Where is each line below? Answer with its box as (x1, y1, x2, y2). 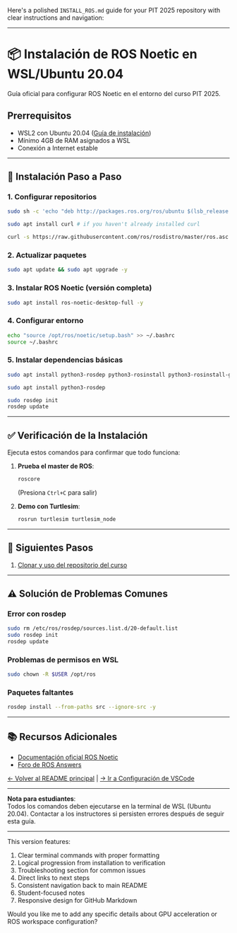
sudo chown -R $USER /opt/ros (7, 671, 97, 678)
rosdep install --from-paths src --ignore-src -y (7, 703, 157, 711)
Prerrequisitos (7, 110, 72, 122)
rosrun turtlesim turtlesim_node (17, 515, 116, 522)
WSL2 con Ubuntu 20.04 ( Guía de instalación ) (17, 129, 152, 137)
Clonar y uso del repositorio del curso (17, 561, 128, 569)
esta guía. (7, 817, 37, 826)
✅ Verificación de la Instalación (7, 429, 148, 441)
